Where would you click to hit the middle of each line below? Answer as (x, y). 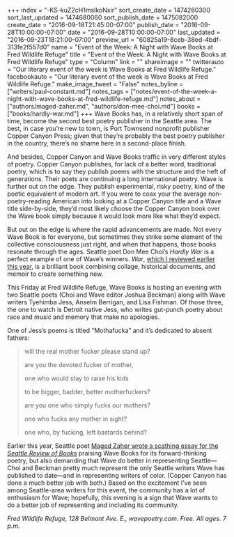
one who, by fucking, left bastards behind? (86, 432)
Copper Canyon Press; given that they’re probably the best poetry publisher (116, 136)
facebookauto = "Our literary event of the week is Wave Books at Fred (108, 77)
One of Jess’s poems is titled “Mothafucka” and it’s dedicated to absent (110, 330)
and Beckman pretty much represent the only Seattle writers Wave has (123, 468)
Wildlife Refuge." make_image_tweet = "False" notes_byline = (95, 84)
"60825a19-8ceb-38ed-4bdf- (179, 40)
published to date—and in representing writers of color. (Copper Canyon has (117, 475)
